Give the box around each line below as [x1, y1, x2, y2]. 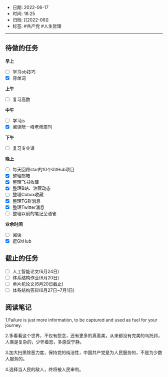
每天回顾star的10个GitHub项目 [12, 167, 75, 173]
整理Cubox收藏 [12, 192, 44, 198]
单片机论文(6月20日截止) [12, 281, 64, 287]
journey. [5, 322, 22, 328]
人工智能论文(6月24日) [12, 268, 59, 274]
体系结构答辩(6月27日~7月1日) [12, 287, 75, 293]
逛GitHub [12, 238, 31, 244]
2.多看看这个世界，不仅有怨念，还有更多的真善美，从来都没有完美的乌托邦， [5, 332, 162, 338]
